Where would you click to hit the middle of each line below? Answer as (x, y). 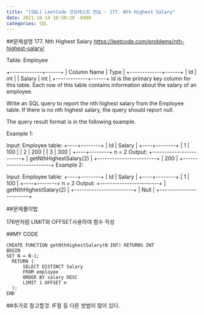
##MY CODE (22, 234)
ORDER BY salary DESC (50, 278)
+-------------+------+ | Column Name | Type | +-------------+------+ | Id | (101, 72)
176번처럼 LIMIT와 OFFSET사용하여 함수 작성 (60, 222)
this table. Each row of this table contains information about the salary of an (102, 85)
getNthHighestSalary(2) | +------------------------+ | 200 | (104, 158)
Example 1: (20, 134)
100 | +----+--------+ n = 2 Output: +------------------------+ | (86, 183)
